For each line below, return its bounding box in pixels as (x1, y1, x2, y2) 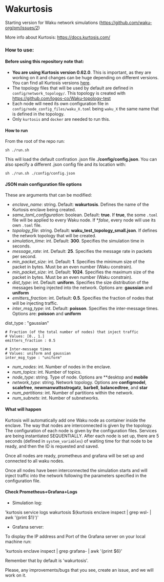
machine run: (5, 538, 32, 544)
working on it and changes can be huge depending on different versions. (12, 75, 159, 81)
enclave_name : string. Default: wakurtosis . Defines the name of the (12, 201, 149, 207)
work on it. (5, 572, 27, 578)
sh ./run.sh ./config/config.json (5, 171, 76, 176)
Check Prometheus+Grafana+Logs (5, 489, 78, 495)
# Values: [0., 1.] (5, 334, 45, 339)
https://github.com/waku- (100, 20, 152, 25)
